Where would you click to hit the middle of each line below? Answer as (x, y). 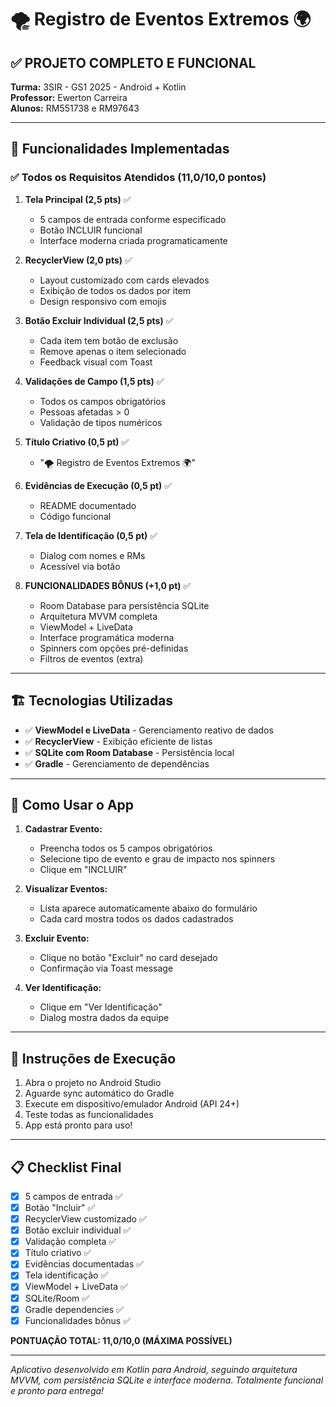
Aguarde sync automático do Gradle (99, 1093)
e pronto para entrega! (57, 1390)
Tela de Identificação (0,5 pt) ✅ (91, 535)
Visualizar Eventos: (66, 889)
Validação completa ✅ (70, 1242)
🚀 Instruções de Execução (93, 1058)
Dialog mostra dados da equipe (104, 1018)
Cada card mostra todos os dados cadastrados (136, 919)
